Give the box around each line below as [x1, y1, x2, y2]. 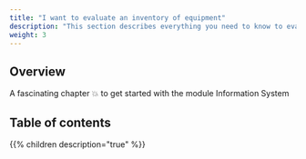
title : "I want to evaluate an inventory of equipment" [9, 13, 226, 23]
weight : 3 [9, 30, 47, 39]
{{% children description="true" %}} [9, 139, 146, 150]
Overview [9, 64, 66, 79]
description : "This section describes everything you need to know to [9, 22, 283, 31]
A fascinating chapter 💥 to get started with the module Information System [9, 88, 290, 99]
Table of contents [9, 114, 111, 130]
